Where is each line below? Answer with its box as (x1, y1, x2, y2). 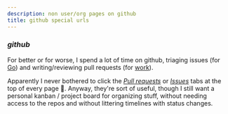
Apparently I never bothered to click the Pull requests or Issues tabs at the (7, 76, 222, 85)
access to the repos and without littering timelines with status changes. (7, 99, 213, 107)
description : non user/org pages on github (7, 10, 137, 17)
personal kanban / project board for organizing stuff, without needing (7, 92, 207, 100)
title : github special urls (7, 17, 90, 24)
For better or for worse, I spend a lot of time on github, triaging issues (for (7, 55, 221, 64)
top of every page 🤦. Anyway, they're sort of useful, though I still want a (7, 84, 215, 92)
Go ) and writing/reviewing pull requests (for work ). (7, 63, 154, 71)
